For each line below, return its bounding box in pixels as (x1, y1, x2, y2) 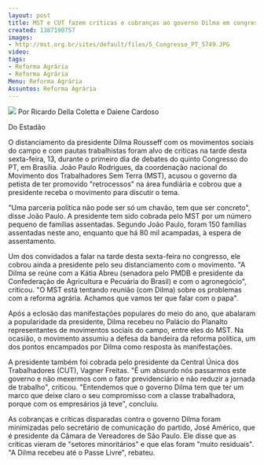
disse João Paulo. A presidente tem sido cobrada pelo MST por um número (8, 212, 252, 221)
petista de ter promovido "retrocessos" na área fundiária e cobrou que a (8, 179, 242, 189)
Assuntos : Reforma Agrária (8, 84, 97, 93)
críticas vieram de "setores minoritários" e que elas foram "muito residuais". (8, 440, 255, 449)
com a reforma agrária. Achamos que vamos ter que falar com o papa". (8, 293, 239, 303)
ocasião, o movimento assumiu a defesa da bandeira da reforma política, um (8, 334, 256, 343)
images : (8, 33, 34, 42)
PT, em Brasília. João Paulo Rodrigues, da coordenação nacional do (8, 163, 228, 172)
